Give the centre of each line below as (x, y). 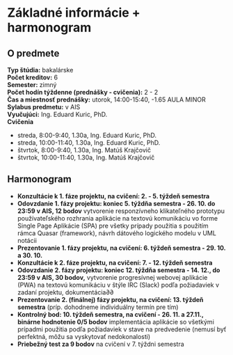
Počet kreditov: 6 (33, 77)
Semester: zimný (32, 85)
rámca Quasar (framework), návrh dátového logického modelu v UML (117, 233)
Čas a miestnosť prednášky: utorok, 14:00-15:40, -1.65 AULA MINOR (107, 100)
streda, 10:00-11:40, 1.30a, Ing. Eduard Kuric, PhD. (89, 143)
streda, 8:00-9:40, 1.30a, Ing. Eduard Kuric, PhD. (87, 135)
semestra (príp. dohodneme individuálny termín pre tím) (98, 307)
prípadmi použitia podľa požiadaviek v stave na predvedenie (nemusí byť (122, 329)
